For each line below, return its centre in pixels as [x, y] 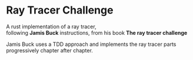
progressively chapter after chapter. [49, 50]
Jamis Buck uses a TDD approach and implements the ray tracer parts [91, 44]
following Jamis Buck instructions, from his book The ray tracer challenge [97, 32]
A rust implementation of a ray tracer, [51, 26]
